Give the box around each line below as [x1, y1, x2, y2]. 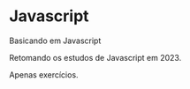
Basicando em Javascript [9, 35, 102, 46]
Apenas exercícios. [9, 69, 79, 80]
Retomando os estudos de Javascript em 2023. [9, 52, 182, 63]
